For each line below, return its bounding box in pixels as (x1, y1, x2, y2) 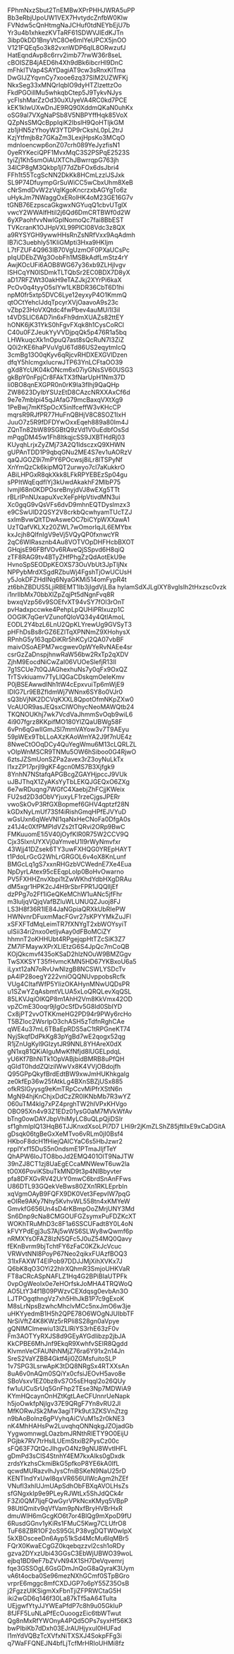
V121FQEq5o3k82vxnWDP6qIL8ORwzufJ (7, 44, 126, 51)
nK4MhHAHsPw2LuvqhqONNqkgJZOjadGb (7, 1422, 134, 1430)
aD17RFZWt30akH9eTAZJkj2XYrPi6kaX (7, 276, 122, 284)
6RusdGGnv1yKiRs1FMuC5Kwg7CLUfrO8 (7, 1519, 127, 1527)
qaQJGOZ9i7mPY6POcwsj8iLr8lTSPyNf (7, 455, 123, 464)
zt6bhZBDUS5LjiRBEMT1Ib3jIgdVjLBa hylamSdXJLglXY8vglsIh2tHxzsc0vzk (7, 583, 227, 591)
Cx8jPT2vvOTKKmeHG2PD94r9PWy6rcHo (7, 1010, 132, 1018)
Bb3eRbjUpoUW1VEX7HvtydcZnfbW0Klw (7, 13, 128, 22)
